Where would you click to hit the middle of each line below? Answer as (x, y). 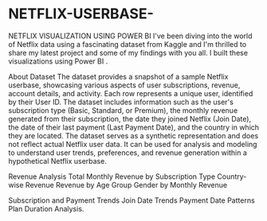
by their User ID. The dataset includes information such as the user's (121, 102)
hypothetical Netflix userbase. (58, 161)
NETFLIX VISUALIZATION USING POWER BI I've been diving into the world (130, 36)
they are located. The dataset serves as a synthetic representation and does (133, 135)
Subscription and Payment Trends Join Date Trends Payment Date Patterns (132, 200)
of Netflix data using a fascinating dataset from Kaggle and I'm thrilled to (128, 44)
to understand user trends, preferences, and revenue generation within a (128, 153)
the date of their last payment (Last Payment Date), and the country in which (134, 127)
